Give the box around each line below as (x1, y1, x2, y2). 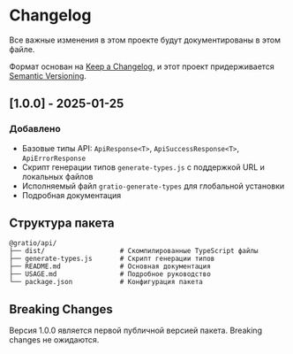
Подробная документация (21, 189, 122, 200)
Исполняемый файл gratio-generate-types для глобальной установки (21, 181, 285, 191)
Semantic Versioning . (9, 70, 86, 81)
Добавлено (9, 123, 61, 135)
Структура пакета (9, 216, 115, 231)
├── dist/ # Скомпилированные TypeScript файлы (9, 247, 259, 256)
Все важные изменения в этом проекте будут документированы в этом (9, 35, 281, 45)
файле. (9, 43, 35, 54)
